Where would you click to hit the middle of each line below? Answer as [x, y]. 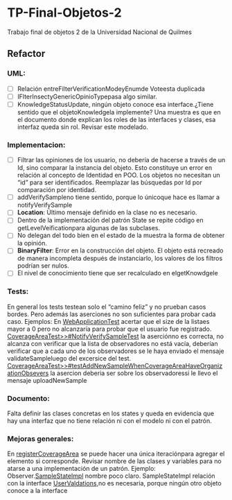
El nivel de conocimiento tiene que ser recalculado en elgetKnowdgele [117, 273]
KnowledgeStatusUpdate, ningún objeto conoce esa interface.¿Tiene [115, 104]
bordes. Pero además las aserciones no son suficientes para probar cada [111, 314]
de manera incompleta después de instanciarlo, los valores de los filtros [120, 259]
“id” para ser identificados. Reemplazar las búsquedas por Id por [109, 182]
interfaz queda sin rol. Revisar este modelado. [83, 127]
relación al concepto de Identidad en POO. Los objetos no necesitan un [118, 175]
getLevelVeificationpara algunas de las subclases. [89, 228]
